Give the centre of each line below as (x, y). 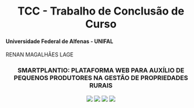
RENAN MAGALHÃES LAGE (40, 55)
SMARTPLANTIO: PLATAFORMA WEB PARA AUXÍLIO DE (101, 70)
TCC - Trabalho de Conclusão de (101, 11)
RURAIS (101, 86)
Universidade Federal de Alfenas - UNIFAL (60, 41)
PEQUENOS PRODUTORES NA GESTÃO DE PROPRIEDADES (101, 78)
